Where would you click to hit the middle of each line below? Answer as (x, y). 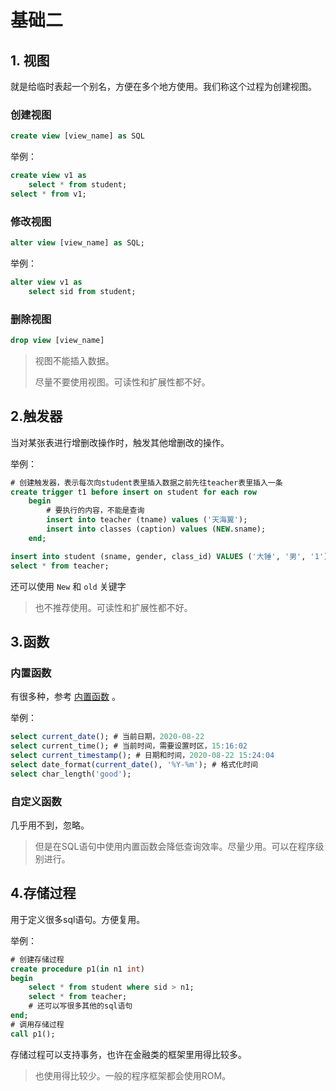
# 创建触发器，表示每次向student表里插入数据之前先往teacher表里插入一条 (146, 482)
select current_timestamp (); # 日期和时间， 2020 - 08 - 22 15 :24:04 (142, 756)
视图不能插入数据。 (74, 360)
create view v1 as (48, 176)
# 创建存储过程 (37, 959)
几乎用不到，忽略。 (50, 825)
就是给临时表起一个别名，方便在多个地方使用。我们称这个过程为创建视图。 (163, 86)
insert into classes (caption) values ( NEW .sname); (156, 529)
